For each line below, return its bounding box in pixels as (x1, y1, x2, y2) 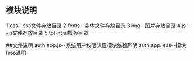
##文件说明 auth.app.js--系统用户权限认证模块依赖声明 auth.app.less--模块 (6, 41, 186, 48)
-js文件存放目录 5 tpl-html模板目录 (6, 29, 89, 36)
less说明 (6, 49, 26, 56)
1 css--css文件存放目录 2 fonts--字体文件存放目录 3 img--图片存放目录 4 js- (6, 22, 189, 29)
